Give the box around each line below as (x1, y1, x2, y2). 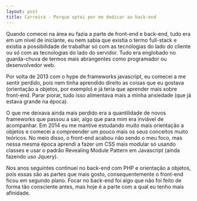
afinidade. (6, 189, 31, 196)
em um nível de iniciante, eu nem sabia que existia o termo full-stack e (6, 36, 177, 43)
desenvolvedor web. (6, 61, 56, 68)
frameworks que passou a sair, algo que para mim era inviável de (6, 115, 164, 122)
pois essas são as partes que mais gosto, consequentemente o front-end (6, 170, 183, 177)
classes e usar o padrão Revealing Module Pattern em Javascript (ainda (6, 146, 181, 153)
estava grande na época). (6, 98, 69, 105)
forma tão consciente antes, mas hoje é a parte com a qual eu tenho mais (6, 183, 184, 190)
